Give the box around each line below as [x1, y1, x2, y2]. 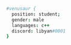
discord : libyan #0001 [11, 28, 66, 34]
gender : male [11, 17, 45, 23]
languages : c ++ [11, 22, 50, 28]
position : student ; [11, 11, 61, 17]
